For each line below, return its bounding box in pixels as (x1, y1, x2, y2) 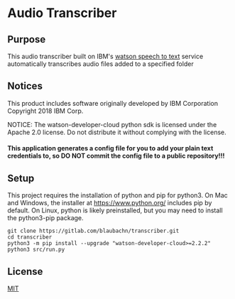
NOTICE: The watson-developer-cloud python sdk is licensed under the (7, 120, 217, 129)
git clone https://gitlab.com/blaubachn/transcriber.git (7, 227, 180, 235)
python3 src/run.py (7, 246, 65, 254)
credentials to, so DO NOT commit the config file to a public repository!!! (7, 151, 225, 161)
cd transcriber (7, 234, 53, 241)
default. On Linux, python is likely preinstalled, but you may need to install (7, 206, 223, 214)
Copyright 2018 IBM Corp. (7, 107, 84, 115)
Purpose (7, 33, 46, 45)
